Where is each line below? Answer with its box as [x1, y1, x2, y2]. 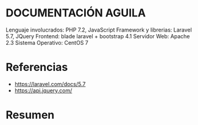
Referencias [5, 61, 68, 74]
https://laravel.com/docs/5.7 [14, 80, 86, 87]
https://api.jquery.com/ [14, 87, 72, 94]
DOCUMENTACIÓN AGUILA [5, 6, 146, 20]
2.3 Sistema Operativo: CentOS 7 [5, 39, 89, 46]
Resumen [5, 108, 55, 122]
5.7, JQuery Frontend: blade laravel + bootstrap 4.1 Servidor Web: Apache [5, 32, 190, 39]
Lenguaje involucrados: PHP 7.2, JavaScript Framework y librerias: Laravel [5, 26, 193, 33]
